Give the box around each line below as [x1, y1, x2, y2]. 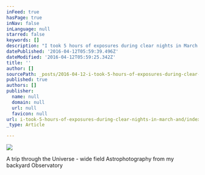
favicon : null [12, 111, 48, 117]
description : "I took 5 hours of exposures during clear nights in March [6, 43, 198, 49]
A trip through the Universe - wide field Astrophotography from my [6, 156, 174, 163]
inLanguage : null [6, 26, 51, 32]
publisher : [6, 88, 34, 94]
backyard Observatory [6, 162, 63, 169]
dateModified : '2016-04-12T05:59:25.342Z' [6, 54, 116, 60]
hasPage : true [6, 15, 43, 21]
